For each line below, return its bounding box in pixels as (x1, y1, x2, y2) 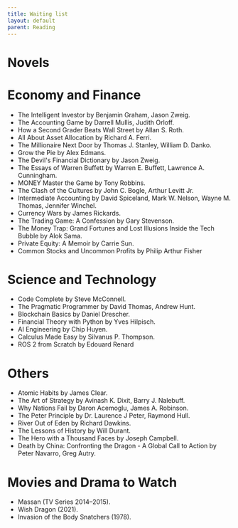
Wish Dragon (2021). (17, 505, 78, 514)
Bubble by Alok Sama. (17, 231, 83, 240)
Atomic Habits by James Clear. (17, 389, 108, 397)
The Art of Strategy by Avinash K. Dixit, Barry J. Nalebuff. (17, 396, 185, 405)
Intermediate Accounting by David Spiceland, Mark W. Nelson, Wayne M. (17, 194, 231, 202)
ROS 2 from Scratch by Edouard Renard (17, 340, 134, 349)
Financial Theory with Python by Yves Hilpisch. (17, 317, 156, 326)
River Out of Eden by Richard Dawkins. (17, 419, 131, 428)
